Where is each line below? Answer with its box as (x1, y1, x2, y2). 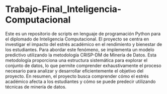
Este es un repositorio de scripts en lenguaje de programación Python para (5, 30, 161, 36)
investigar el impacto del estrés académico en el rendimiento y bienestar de (5, 41, 162, 47)
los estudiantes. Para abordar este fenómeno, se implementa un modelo (5, 46, 154, 52)
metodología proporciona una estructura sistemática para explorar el (5, 57, 147, 63)
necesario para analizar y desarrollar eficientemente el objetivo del (5, 67, 144, 73)
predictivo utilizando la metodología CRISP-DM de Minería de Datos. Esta (5, 51, 157, 58)
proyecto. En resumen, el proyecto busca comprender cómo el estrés (5, 73, 149, 79)
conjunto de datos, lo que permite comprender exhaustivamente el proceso (5, 62, 162, 68)
